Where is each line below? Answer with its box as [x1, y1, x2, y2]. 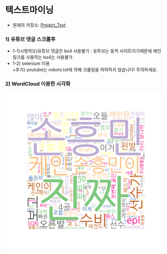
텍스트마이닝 [5, 4, 54, 16]
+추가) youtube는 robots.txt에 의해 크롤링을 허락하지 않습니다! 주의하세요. [12, 67, 158, 73]
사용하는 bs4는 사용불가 [25, 54, 73, 60]
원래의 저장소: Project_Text [12, 22, 66, 28]
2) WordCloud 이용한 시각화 [5, 80, 71, 87]
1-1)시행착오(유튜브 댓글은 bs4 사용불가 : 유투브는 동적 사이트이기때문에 [12, 48, 152, 54]
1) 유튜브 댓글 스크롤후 [5, 35, 56, 42]
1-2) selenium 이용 [12, 60, 50, 66]
